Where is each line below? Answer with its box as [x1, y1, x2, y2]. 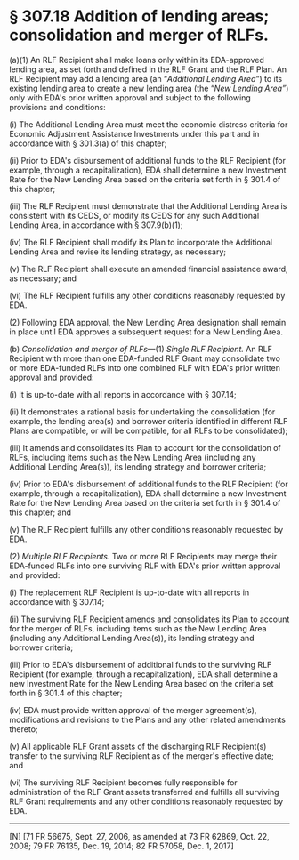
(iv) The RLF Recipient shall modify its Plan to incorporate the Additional [9, 237, 273, 247]
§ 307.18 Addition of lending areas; [9, 6, 270, 27]
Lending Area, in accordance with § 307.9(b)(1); [9, 220, 183, 230]
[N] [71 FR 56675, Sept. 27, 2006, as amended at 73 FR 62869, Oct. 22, [9, 831, 270, 841]
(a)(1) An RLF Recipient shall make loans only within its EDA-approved [9, 54, 264, 65]
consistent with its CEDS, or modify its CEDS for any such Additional [9, 210, 260, 221]
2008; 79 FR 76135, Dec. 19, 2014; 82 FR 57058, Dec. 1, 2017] [9, 840, 234, 851]
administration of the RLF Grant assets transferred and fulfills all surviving [9, 786, 279, 797]
